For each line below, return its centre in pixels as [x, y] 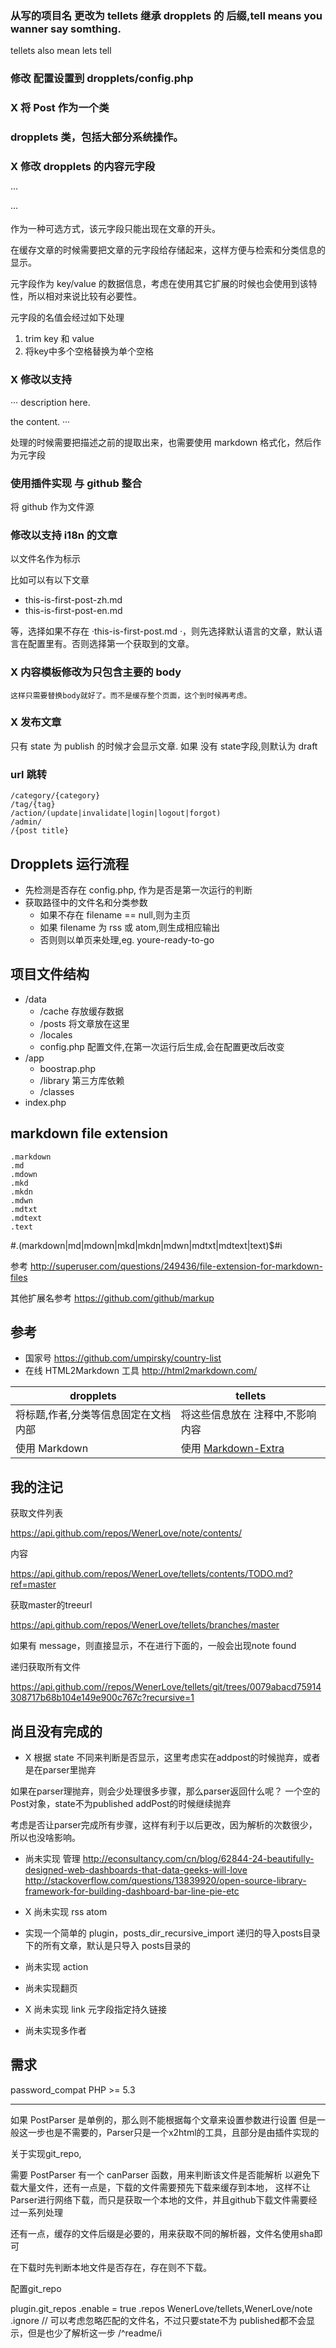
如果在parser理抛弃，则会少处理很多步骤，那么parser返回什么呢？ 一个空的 [165, 1791]
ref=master [33, 1584]
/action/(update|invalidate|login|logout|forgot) [116, 813]
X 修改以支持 [41, 380]
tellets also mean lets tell [61, 51]
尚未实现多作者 [55, 2031]
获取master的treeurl [51, 1605]
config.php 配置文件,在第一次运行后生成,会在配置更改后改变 [162, 1046]
